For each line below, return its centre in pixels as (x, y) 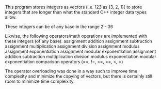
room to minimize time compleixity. (40, 81)
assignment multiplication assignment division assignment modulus (72, 46)
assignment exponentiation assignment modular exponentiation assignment (80, 51)
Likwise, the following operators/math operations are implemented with (76, 36)
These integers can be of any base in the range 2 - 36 (59, 27)
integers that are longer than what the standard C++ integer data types (76, 12)
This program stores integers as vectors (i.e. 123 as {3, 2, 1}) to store (73, 7)
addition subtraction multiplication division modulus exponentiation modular (81, 57)
